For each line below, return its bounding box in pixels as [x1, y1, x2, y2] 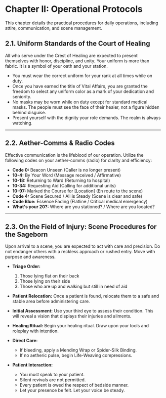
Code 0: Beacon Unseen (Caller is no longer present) [12, 167, 121, 173]
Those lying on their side [19, 278, 71, 284]
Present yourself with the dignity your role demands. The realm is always [12, 115, 161, 121]
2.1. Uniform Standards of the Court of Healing [5, 40, 150, 48]
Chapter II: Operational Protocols [5, 3, 143, 15]
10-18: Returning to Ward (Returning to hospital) [12, 177, 110, 183]
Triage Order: [12, 264, 41, 269]
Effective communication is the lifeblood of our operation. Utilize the [5, 152, 144, 158]
